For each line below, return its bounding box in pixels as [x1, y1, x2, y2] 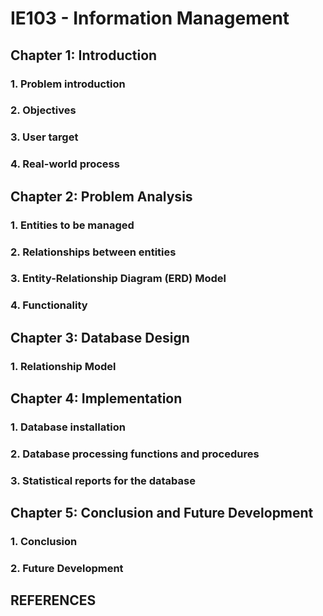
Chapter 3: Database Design [10, 329, 190, 346]
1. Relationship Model [10, 359, 117, 373]
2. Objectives [10, 103, 77, 117]
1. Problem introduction [10, 77, 126, 91]
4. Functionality [10, 298, 88, 312]
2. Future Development [10, 562, 124, 576]
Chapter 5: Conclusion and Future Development [10, 505, 314, 522]
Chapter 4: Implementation [10, 390, 183, 407]
